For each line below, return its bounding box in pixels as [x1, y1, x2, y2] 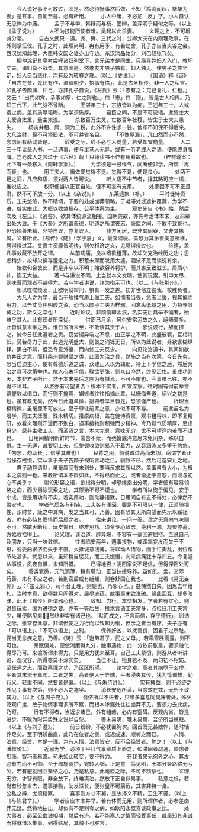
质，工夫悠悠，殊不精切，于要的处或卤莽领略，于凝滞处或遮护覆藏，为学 [6, 198, 182, 204]
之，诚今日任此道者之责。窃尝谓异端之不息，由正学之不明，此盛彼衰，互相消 [6, 331, 193, 338]
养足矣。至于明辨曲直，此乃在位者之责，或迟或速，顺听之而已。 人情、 [6, 731, 190, 737]
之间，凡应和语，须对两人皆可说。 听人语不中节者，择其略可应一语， [11, 175, 190, 182]
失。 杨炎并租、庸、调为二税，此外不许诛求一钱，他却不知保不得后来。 [6, 124, 190, 130]
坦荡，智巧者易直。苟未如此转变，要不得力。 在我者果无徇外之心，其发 [6, 753, 190, 760]
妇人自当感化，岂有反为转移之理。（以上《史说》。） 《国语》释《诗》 [16, 72, 187, 79]
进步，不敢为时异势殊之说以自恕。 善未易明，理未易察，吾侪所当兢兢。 [6, 716, 190, 722]
